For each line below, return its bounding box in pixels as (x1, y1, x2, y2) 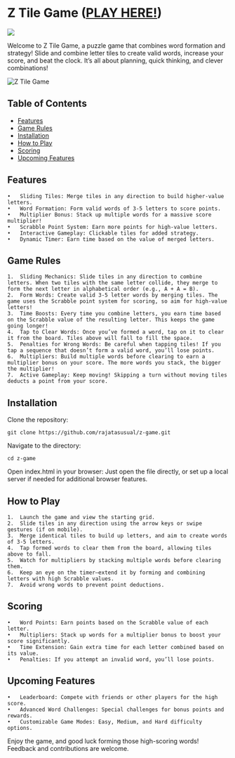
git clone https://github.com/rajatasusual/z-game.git (7, 429, 171, 436)
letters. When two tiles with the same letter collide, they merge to (7, 280, 218, 287)
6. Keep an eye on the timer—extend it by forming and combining (7, 569, 206, 576)
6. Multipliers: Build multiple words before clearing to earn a (7, 353, 206, 360)
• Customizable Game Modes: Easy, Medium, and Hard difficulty (7, 718, 202, 725)
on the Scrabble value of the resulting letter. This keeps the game (7, 316, 215, 324)
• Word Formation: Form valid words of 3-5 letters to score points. (7, 205, 221, 212)
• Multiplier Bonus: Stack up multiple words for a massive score (7, 211, 212, 218)
